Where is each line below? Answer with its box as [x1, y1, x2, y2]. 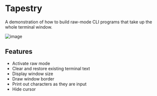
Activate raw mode [12, 60, 50, 66]
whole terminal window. [5, 24, 52, 30]
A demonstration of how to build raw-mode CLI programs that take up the [5, 19, 152, 25]
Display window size [12, 71, 53, 77]
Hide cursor [12, 86, 36, 92]
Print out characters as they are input [12, 81, 87, 87]
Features [5, 48, 33, 56]
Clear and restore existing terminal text [12, 65, 90, 71]
